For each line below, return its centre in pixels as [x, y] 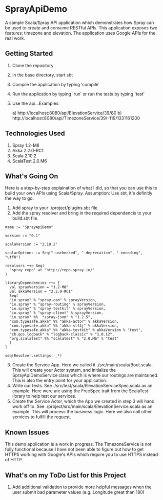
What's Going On [32, 176]
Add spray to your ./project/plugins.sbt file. [55, 208]
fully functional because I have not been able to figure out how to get [74, 450]
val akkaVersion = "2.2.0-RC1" [41, 292]
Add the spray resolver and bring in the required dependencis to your [82, 213]
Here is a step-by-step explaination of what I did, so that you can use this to [81, 188]
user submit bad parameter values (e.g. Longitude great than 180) [78, 492]
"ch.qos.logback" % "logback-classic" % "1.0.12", [62, 334]
